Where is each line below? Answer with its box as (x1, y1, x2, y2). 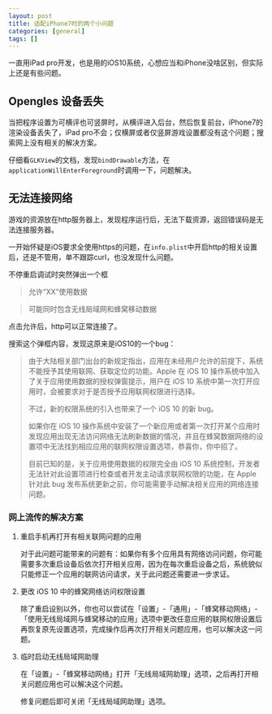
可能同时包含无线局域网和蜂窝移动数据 (28, 304, 157, 313)
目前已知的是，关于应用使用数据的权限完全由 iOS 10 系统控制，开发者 (28, 458, 261, 468)
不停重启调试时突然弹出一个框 (8, 269, 108, 279)
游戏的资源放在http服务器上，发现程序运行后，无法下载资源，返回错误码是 (8, 214, 257, 224)
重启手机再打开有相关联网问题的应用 (19, 532, 142, 541)
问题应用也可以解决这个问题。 (27, 679, 127, 689)
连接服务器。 (15, 225, 58, 234)
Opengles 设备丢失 (8, 94, 104, 108)
